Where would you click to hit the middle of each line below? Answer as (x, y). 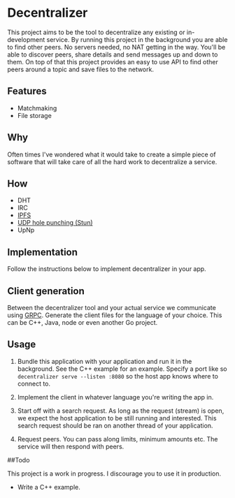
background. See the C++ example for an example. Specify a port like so (122, 369)
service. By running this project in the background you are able (137, 39)
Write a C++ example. (49, 487)
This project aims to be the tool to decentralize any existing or (96, 32)
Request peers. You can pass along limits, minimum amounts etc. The (117, 439)
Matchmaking (37, 108)
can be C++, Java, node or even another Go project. (83, 322)
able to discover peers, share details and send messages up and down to (113, 54)
